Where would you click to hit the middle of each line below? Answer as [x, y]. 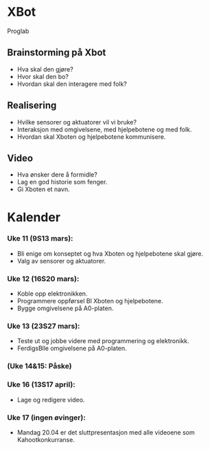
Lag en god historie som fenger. [62, 182]
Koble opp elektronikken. [52, 294]
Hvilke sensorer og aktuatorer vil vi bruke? [77, 122]
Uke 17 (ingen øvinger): [46, 417]
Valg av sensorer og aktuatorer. [61, 261]
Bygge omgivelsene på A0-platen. [65, 308]
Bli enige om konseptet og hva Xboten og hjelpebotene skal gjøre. [110, 253]
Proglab [18, 31]
